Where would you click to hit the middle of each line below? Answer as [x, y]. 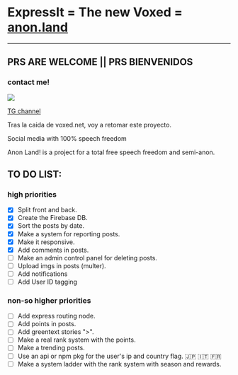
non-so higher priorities [49, 300]
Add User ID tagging [47, 282]
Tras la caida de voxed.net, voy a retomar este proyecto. [90, 125]
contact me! [29, 82]
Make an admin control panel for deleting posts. [87, 258]
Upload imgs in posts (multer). [62, 265]
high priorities [32, 194]
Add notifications [42, 274]
